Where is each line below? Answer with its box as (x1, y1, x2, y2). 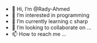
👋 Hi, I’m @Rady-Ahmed (11, 6, 71, 12)
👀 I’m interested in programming (11, 12, 90, 19)
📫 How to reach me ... (11, 31, 66, 37)
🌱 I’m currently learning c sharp (11, 18, 88, 24)
